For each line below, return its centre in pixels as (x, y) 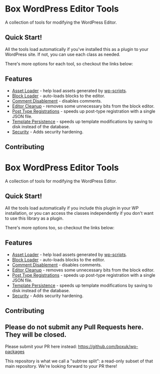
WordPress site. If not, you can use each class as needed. (63, 54)
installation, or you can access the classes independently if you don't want (79, 213)
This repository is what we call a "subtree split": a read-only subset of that (79, 361)
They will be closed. (36, 335)
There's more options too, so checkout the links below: (60, 227)
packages (15, 351)
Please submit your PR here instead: (41, 346)
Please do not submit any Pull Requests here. (74, 327)
